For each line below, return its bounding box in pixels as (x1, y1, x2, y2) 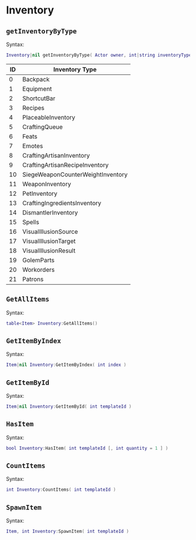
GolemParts (22, 256, 55, 264)
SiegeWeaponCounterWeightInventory (22, 170, 128, 179)
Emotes (22, 142, 43, 150)
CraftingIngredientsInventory (22, 199, 101, 207)
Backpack (22, 75, 50, 83)
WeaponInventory (22, 180, 71, 188)
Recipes (22, 104, 45, 112)
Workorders (22, 265, 55, 274)
